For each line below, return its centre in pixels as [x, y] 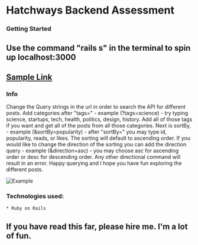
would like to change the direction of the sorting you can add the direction [96, 145]
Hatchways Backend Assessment [90, 10]
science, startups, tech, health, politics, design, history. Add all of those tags [99, 119]
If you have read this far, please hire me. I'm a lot [97, 226]
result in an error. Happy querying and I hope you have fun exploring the [94, 164]
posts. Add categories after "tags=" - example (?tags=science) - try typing [97, 113]
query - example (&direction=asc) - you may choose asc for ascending [92, 151]
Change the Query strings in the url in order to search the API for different [96, 107]
